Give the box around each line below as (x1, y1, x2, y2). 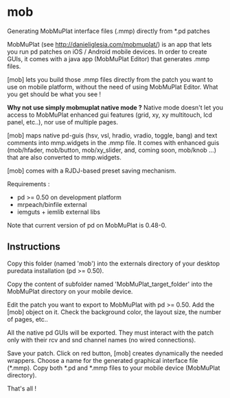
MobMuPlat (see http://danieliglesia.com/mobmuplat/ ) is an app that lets (7, 40, 212, 48)
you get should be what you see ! (7, 90, 102, 98)
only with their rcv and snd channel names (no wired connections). (7, 335, 196, 344)
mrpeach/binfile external (16, 200, 87, 208)
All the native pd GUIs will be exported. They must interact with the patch (7, 328, 214, 337)
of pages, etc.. (7, 315, 48, 323)
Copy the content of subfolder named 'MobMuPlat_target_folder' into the (7, 280, 213, 288)
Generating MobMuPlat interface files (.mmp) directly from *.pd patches (7, 27, 211, 35)
